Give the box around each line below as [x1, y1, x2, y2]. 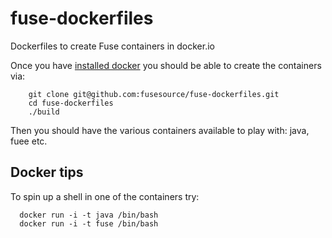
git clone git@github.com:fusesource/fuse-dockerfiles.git [28, 89, 280, 99]
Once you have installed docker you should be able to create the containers [10, 59, 322, 71]
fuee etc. [10, 135, 48, 147]
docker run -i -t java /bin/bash [19, 210, 159, 220]
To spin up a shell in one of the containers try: [10, 190, 200, 202]
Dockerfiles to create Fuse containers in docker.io [10, 40, 215, 52]
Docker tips [10, 164, 84, 181]
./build [28, 107, 60, 117]
